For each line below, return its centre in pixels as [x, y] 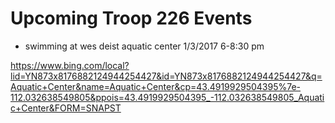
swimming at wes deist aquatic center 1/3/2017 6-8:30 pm [144, 46]
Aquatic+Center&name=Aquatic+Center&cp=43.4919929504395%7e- [156, 86]
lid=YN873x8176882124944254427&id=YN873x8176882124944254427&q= [166, 76]
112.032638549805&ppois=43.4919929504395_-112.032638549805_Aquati [167, 97]
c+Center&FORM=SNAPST [66, 108]
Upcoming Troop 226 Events [131, 18]
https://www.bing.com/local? [70, 65]
